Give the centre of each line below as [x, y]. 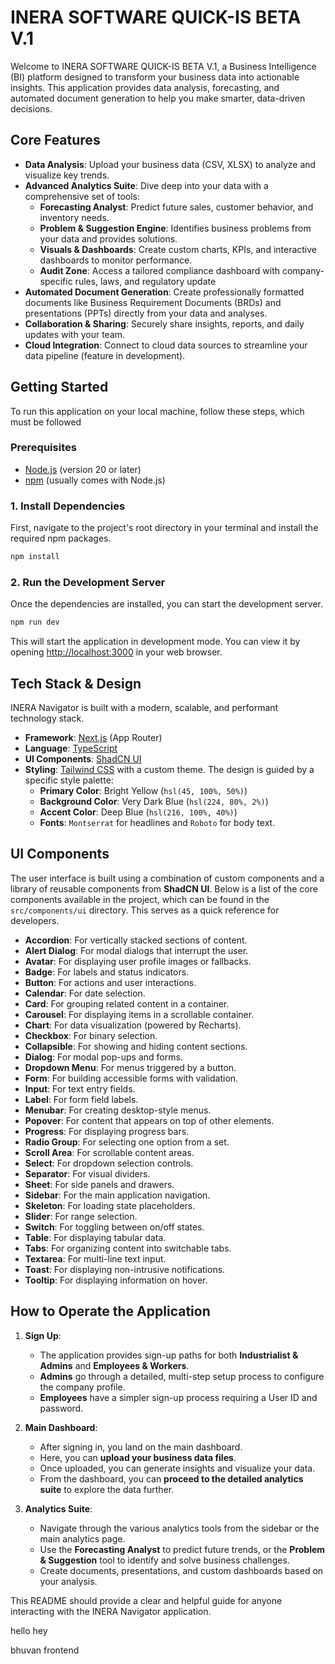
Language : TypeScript [71, 748]
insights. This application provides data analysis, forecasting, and [145, 87]
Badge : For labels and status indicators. [107, 972]
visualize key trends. [67, 175]
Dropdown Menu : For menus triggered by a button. [130, 1067]
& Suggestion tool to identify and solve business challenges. [164, 1560]
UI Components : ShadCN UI [83, 759]
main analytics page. [82, 1538]
